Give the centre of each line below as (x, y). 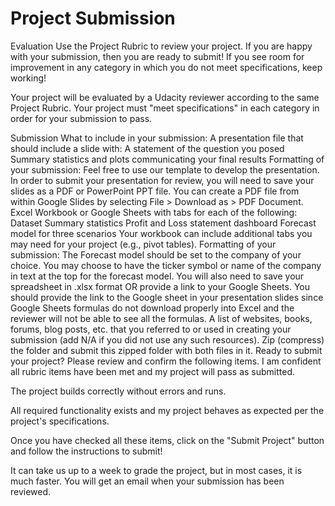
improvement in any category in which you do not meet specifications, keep (166, 67)
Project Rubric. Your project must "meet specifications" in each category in (165, 108)
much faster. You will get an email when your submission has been (147, 481)
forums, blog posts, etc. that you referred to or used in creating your (151, 329)
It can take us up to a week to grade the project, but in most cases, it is (156, 470)
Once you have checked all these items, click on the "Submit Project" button (167, 440)
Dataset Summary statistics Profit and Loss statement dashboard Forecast (163, 223)
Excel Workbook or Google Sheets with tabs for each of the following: (154, 212)
